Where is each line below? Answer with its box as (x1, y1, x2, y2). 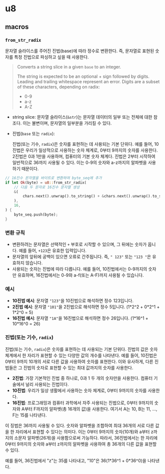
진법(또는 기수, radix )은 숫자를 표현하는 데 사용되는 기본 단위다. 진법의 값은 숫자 (5, 346, 158, 352)
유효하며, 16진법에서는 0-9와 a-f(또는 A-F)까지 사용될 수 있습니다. (17, 272, 144, 278)
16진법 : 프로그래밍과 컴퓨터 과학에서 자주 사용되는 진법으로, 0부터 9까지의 (12, 400, 154, 406)
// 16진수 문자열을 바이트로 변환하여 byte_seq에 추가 (5, 175, 102, 180)
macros (5, 23, 29, 31)
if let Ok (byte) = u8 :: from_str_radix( (5, 180, 87, 185)
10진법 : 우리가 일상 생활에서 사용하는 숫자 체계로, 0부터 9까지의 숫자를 (12, 387, 147, 393)
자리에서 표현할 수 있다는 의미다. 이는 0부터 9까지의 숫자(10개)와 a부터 (15, 429, 150, 435)
